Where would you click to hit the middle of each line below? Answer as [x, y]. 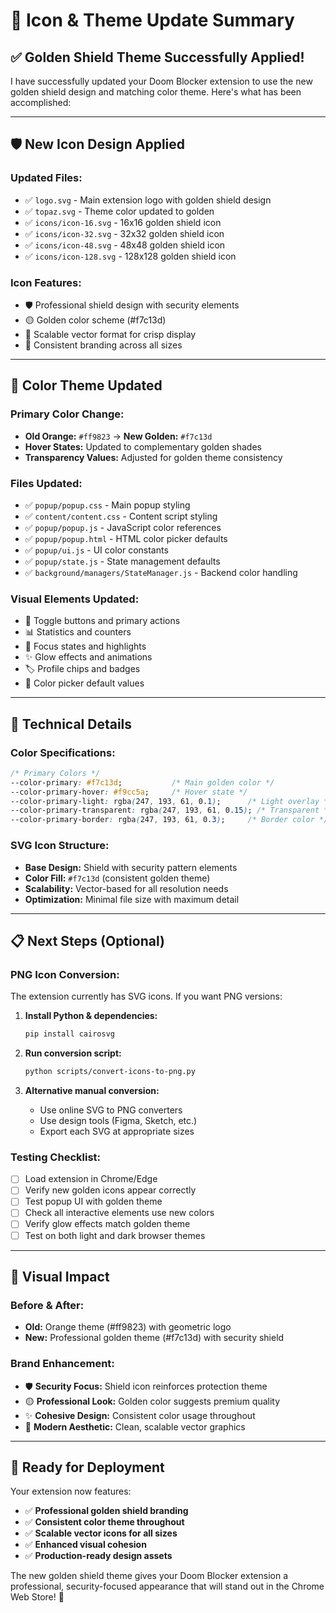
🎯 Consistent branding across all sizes [103, 345]
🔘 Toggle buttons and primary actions [102, 621]
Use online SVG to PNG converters [111, 1110]
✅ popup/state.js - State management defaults [122, 561]
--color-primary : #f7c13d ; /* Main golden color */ [142, 782]
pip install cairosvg [69, 1034]
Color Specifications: [63, 752]
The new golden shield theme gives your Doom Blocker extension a [149, 1576]
